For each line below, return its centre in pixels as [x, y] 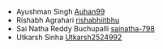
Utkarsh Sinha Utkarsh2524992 [69, 37]
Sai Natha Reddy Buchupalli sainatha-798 [86, 29]
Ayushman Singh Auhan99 [60, 12]
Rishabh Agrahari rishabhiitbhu [68, 20]
